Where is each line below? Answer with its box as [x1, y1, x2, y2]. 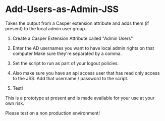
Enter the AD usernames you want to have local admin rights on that [12, 45, 154, 51]
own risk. [5, 100, 24, 106]
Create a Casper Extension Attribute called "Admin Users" [12, 35, 133, 41]
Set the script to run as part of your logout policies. [12, 60, 119, 66]
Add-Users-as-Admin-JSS [5, 4, 119, 15]
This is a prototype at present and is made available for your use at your [5, 95, 155, 101]
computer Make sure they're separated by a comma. [12, 50, 122, 56]
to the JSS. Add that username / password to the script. [12, 75, 129, 81]
